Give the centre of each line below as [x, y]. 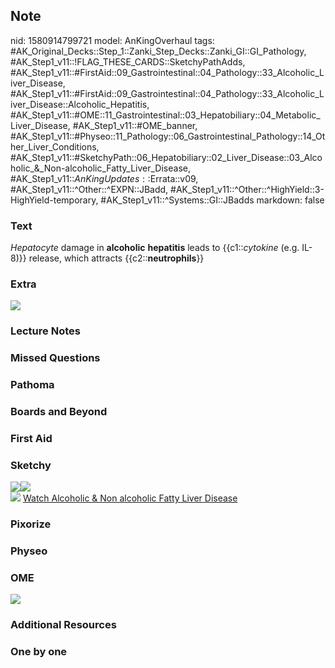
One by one [39, 652]
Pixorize [31, 524]
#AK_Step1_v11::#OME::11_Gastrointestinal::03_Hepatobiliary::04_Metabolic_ [165, 115]
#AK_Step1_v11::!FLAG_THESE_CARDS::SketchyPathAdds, [128, 61]
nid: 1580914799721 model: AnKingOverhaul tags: [112, 40]
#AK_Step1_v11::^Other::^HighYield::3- [247, 189]
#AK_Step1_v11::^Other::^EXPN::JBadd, [89, 189]
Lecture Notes [45, 331]
